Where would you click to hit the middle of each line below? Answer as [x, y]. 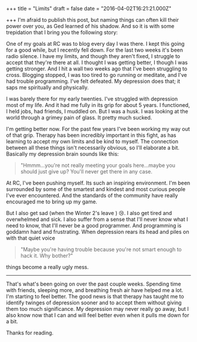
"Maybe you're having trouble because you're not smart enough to [101, 249]
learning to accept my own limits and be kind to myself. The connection [92, 141]
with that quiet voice [31, 238]
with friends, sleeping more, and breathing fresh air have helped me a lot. [95, 290]
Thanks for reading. [30, 333]
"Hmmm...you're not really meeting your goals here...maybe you [98, 165]
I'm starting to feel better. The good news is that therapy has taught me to [95, 296]
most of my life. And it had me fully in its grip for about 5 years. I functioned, [98, 105]
